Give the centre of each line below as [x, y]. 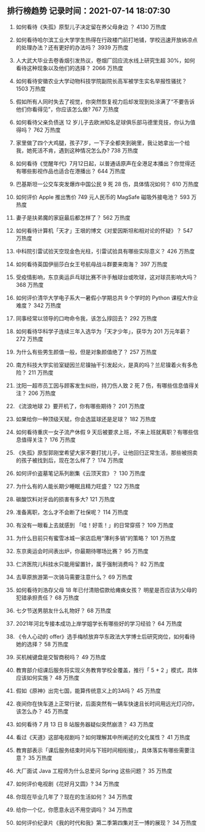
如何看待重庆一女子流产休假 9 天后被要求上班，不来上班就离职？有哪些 [105, 432]
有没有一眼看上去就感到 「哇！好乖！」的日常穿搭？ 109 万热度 [95, 525]
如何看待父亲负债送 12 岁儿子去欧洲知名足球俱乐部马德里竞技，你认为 [103, 122]
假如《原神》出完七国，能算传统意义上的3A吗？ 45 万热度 [88, 690]
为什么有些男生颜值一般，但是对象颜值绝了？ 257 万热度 [86, 352]
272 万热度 [29, 339]
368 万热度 [30, 284]
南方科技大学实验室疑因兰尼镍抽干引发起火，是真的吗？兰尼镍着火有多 [104, 364]
